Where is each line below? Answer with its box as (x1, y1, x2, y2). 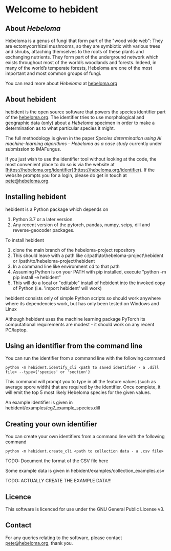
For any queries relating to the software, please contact (5, 535, 122, 541)
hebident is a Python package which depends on (5, 206, 109, 212)
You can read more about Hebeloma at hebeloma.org (5, 81, 118, 86)
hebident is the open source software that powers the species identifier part (5, 109, 166, 115)
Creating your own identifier (5, 420, 97, 428)
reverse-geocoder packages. (12, 227, 75, 233)
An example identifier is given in (5, 399, 73, 406)
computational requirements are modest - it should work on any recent (5, 321, 155, 327)
